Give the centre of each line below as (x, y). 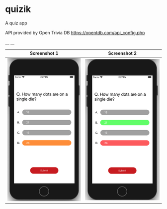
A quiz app (16, 23)
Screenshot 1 (44, 53)
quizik (18, 9)
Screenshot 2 (122, 53)
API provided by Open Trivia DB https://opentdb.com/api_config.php (75, 32)
